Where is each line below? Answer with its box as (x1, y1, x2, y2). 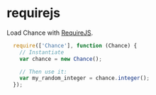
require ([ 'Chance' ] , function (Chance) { (13, 42, 138, 49)
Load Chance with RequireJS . (6, 28, 94, 37)
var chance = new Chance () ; (19, 55, 102, 62)
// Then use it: (19, 68, 68, 75)
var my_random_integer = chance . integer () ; (19, 74, 150, 82)
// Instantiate (19, 48, 65, 56)
